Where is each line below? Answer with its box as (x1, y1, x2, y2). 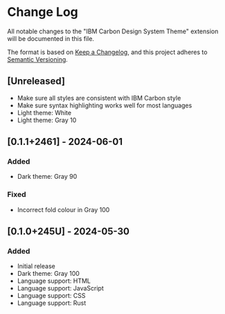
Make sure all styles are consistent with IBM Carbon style (17, 94, 181, 102)
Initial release (17, 262, 55, 270)
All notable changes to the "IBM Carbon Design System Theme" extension (7, 27, 219, 35)
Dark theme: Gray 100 (17, 270, 80, 278)
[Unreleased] (7, 76, 66, 87)
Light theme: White (17, 108, 71, 116)
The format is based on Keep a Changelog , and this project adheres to (7, 48, 208, 56)
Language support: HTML (17, 277, 91, 285)
